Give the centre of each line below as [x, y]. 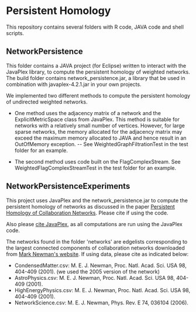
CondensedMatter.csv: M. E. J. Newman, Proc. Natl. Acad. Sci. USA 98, [101, 265]
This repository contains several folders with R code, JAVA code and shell [95, 27]
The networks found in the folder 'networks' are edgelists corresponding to [97, 241]
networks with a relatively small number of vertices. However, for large [100, 125]
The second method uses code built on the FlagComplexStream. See [98, 161]
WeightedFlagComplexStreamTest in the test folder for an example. [95, 168]
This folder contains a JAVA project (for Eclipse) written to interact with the [96, 65]
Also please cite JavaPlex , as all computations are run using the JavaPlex [94, 224]
